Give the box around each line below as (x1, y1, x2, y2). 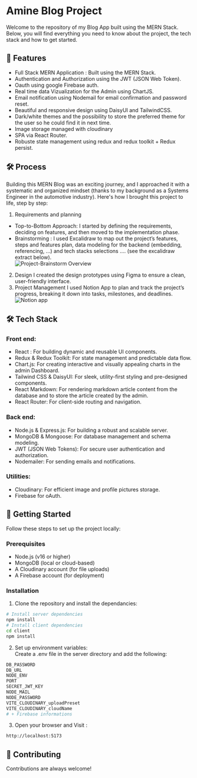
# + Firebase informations (6, 711, 73, 717)
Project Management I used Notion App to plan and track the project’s (14, 284, 185, 291)
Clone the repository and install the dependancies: (14, 600, 137, 607)
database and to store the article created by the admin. (14, 392, 149, 399)
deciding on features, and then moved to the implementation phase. (14, 228, 180, 235)
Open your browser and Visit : (14, 721, 87, 729)
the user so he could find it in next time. (14, 119, 111, 126)
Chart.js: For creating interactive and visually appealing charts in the (14, 361, 181, 368)
